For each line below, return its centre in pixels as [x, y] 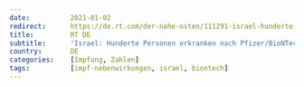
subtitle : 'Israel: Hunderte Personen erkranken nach [123, 43]
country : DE [44, 52]
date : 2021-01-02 [60, 18]
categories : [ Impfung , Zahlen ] [75, 60]
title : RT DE [50, 34]
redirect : [28, 26]
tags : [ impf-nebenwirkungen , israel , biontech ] [119, 69]
